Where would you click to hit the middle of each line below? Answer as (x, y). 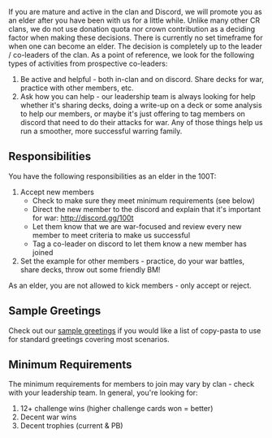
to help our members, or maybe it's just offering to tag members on (133, 114)
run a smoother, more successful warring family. (101, 131)
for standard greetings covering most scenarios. (89, 339)
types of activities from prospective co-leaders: (88, 63)
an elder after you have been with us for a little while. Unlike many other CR (134, 20)
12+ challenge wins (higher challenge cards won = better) (117, 409)
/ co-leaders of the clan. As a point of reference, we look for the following (132, 55)
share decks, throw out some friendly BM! (90, 269)
